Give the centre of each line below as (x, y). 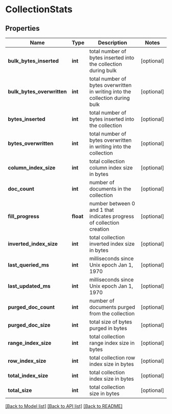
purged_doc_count (31, 307)
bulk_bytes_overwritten (37, 92)
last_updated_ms (29, 286)
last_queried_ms (29, 265)
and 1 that (102, 210)
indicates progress (112, 216)
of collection (104, 223)
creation (99, 229)
